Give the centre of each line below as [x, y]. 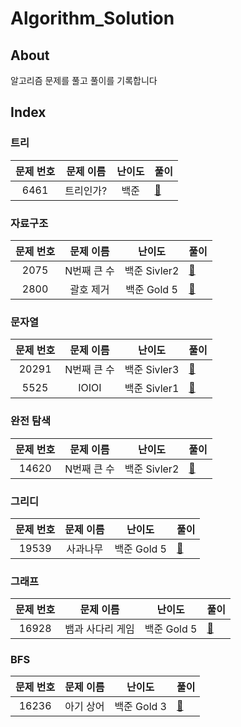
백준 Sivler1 [152, 389]
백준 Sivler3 [152, 370]
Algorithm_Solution [92, 18]
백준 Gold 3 [140, 707]
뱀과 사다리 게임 [99, 629]
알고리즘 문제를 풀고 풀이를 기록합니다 [84, 80]
